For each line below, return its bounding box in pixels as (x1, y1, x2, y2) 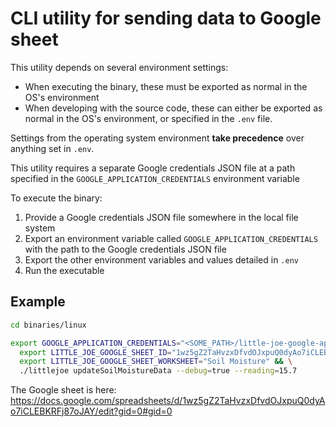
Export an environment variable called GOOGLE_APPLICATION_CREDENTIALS (24, 232, 318, 244)
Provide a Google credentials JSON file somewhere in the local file (24, 211, 299, 223)
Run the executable (24, 264, 105, 276)
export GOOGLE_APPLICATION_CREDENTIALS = (10, 338, 182, 348)
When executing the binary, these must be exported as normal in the (24, 80, 308, 92)
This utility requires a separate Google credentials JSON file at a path (10, 162, 296, 174)
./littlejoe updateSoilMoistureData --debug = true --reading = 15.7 (19, 366, 298, 376)
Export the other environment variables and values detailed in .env (24, 253, 299, 266)
